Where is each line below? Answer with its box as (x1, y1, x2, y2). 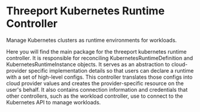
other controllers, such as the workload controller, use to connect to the (6, 92, 183, 99)
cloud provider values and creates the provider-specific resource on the (6, 79, 184, 87)
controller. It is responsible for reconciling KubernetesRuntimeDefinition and (6, 54, 193, 61)
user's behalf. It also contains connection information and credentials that (6, 86, 188, 93)
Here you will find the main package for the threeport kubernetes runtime (6, 48, 187, 55)
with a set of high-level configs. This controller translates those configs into (6, 73, 193, 80)
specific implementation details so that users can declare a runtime (28, 67, 194, 74)
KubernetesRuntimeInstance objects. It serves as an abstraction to (6, 61, 171, 68)
